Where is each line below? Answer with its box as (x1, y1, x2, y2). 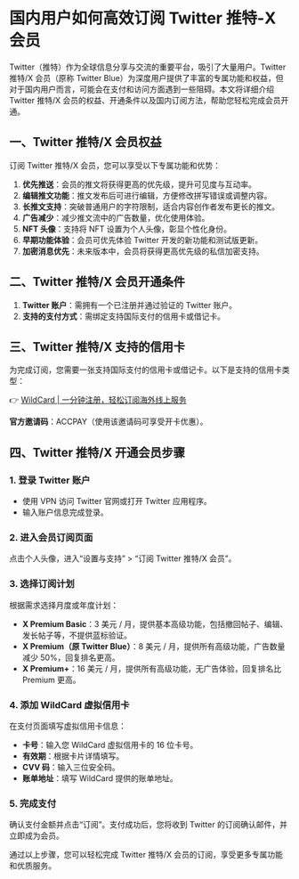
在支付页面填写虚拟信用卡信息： (9, 720, 126, 731)
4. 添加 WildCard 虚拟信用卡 (9, 698, 130, 711)
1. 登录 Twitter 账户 (9, 474, 91, 486)
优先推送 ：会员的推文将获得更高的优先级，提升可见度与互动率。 (21, 179, 256, 190)
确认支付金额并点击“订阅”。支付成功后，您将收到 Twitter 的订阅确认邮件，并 (9, 819, 287, 830)
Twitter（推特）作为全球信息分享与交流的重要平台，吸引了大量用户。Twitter (9, 61, 287, 72)
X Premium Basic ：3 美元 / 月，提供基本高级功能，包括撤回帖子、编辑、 (21, 618, 288, 629)
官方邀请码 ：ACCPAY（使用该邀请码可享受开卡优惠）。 (9, 416, 208, 427)
